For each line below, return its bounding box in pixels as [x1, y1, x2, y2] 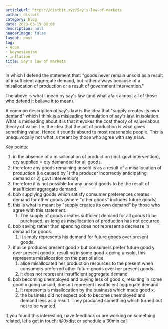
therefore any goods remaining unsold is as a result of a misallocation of [12, 164, 162, 171]
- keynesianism [5, 49, 37, 54]
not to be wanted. [20, 303, 57, 309]
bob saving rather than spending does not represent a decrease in [12, 223, 149, 229]
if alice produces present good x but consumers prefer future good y [12, 244, 155, 251]
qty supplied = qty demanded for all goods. [12, 159, 102, 166]
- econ [5, 45, 19, 50]
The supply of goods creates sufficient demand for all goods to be [20, 213, 157, 219]
